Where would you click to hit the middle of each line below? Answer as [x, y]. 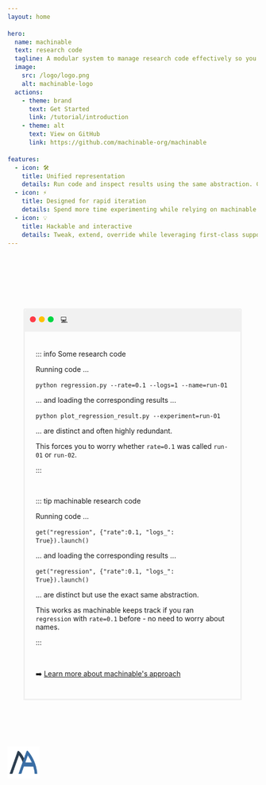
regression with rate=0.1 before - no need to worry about [130, 619]
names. [48, 627]
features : [24, 159]
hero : [16, 33]
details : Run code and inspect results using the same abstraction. [137, 184]
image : [25, 68]
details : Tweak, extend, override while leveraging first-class [130, 234]
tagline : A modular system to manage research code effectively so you [136, 59]
